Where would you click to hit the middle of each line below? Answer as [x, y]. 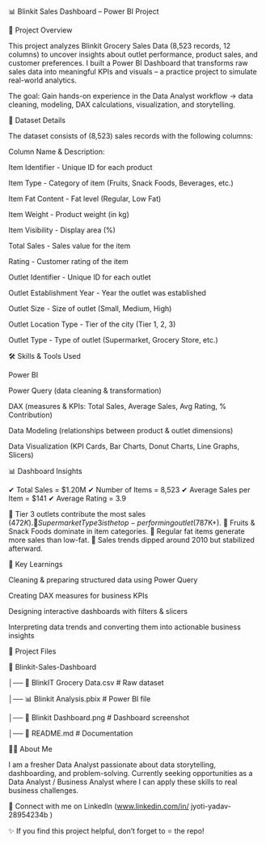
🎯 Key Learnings [36, 564]
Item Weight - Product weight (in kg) [69, 214]
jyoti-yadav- [211, 806]
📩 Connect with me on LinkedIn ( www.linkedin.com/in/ [99, 806]
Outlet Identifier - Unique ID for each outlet [80, 277]
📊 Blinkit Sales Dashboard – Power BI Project [84, 11]
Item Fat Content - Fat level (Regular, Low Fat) [85, 198]
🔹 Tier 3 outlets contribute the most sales [77, 514]
